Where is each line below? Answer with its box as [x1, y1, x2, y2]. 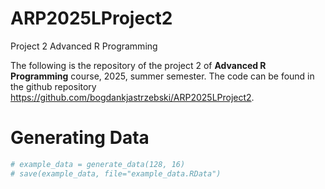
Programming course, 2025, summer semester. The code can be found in [10, 70, 315, 82]
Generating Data [10, 127, 150, 149]
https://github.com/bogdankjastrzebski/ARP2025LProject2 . [10, 91, 255, 103]
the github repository [10, 80, 97, 92]
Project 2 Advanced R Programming [10, 40, 158, 52]
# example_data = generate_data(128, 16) [10, 159, 186, 169]
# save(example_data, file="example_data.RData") [10, 168, 222, 179]
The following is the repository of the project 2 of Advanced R [10, 59, 267, 71]
